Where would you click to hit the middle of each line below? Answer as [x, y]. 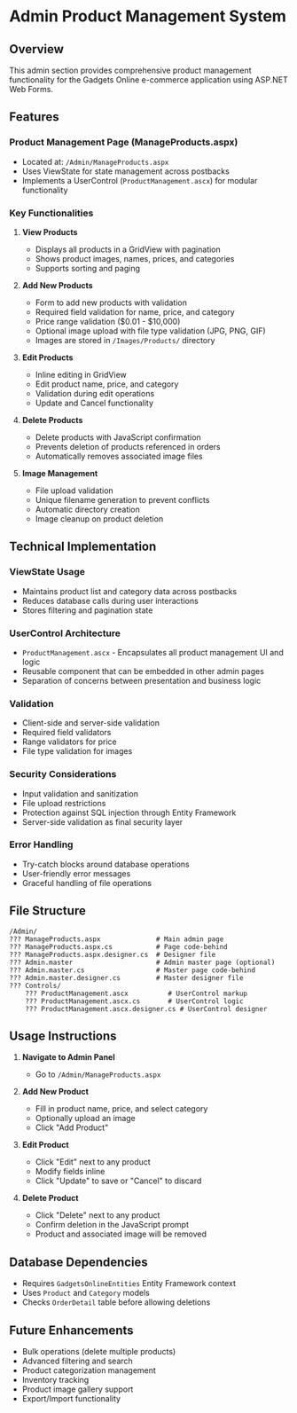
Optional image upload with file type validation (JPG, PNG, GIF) [150, 331]
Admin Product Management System [148, 16]
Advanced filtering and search [77, 1361]
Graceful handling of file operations [87, 883]
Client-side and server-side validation [90, 723]
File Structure [47, 911]
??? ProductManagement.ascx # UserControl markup [137, 993]
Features [34, 117]
